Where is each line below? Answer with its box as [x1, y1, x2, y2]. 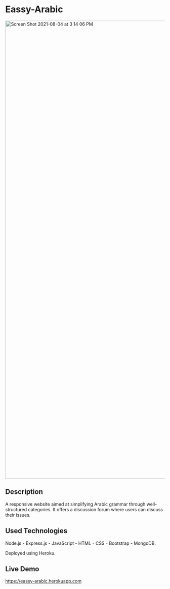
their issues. [5, 512, 31, 518]
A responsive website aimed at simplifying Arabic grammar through [5, 501, 146, 507]
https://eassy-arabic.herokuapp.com [5, 578, 82, 584]
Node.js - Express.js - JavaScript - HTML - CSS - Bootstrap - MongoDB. [5, 540, 156, 546]
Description [5, 487, 43, 496]
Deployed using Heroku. [5, 550, 56, 556]
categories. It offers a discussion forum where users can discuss [28, 506, 163, 512]
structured [5, 506, 27, 512]
